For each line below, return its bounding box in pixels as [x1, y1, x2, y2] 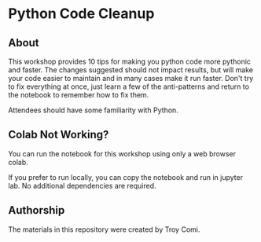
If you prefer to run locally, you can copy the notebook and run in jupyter [8, 172, 244, 181]
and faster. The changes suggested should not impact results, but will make [8, 65, 254, 75]
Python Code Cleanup [8, 5, 155, 23]
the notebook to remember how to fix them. [8, 90, 149, 99]
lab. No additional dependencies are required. [8, 181, 156, 190]
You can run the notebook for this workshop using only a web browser [8, 148, 236, 158]
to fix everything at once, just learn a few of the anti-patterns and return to [8, 82, 250, 91]
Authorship [8, 203, 65, 217]
